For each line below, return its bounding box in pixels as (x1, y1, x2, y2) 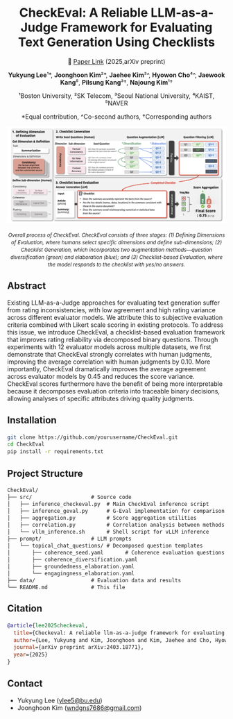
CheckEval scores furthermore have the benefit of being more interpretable (7, 380, 223, 388)
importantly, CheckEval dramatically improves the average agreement (7, 364, 207, 373)
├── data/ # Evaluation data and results (7, 577, 182, 584)
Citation (7, 602, 43, 615)
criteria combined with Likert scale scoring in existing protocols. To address (7, 321, 224, 329)
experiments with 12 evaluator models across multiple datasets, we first (7, 342, 212, 351)
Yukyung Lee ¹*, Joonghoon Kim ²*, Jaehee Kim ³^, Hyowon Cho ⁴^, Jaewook (8, 71, 225, 79)
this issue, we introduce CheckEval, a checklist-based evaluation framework (7, 328, 225, 336)
